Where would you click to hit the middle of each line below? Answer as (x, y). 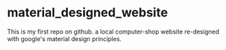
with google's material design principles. (65, 38)
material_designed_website (88, 13)
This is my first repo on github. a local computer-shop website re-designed (113, 32)
